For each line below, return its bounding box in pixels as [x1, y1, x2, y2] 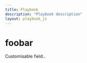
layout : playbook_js [5, 16, 48, 21]
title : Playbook [5, 7, 38, 12]
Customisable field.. [5, 53, 46, 59]
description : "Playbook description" [5, 12, 83, 17]
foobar [5, 37, 33, 48]
